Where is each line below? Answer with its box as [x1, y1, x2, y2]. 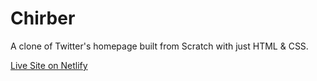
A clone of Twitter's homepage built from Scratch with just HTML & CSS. [10, 40, 309, 52]
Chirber [10, 7, 76, 30]
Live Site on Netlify [10, 59, 88, 71]
